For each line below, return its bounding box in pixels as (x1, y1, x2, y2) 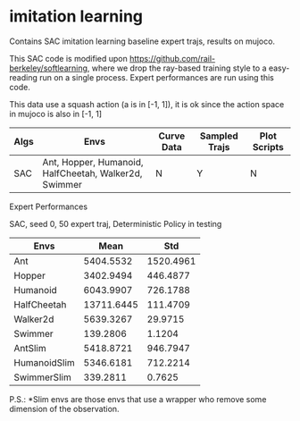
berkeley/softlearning (9, 63, 87, 73)
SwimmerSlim (13, 371, 71, 383)
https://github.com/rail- (129, 53, 216, 63)
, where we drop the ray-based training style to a (87, 63, 267, 73)
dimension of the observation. (9, 403, 120, 414)
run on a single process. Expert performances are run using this (38, 72, 274, 82)
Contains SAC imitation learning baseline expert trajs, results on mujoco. (9, 36, 275, 46)
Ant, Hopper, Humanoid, (42, 156, 145, 168)
